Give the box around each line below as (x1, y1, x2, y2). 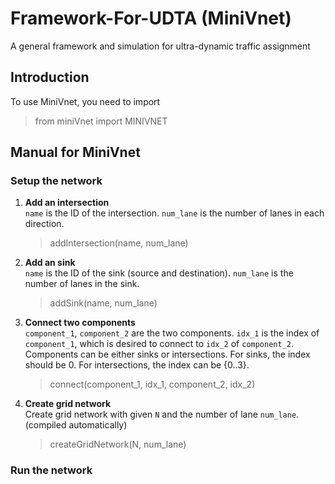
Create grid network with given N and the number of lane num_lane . (24, 408, 300, 421)
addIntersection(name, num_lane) (49, 237, 189, 249)
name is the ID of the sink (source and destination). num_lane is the (24, 267, 294, 279)
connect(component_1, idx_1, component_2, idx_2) (49, 378, 256, 391)
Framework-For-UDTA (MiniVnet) (10, 7, 292, 30)
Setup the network (10, 174, 103, 188)
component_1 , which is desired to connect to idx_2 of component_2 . (24, 338, 295, 350)
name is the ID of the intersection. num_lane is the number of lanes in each (24, 207, 325, 219)
